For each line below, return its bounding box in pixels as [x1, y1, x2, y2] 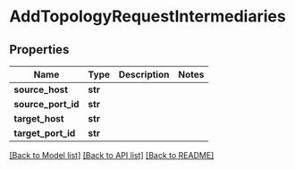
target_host [13, 113, 64, 124]
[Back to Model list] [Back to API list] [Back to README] [9, 150, 215, 160]
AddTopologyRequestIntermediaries [9, 6, 286, 27]
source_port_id [13, 98, 80, 110]
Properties [9, 42, 70, 57]
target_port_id [13, 127, 76, 139]
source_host [13, 83, 69, 96]
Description [118, 69, 170, 80]
